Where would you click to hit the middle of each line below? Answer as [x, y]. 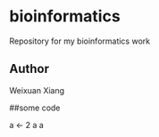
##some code [35, 108]
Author [29, 69]
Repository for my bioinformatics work [79, 41]
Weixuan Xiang [37, 90]
